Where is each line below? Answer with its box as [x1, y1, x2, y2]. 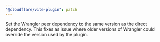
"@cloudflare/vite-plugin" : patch [5, 7, 78, 12]
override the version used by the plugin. [5, 31, 88, 37]
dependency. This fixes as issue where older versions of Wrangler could [5, 26, 155, 32]
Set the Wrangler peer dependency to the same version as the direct [5, 21, 147, 27]
